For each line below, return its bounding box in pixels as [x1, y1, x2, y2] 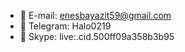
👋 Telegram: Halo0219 [19, 20, 112, 32]
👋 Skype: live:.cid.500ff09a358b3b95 [19, 31, 175, 42]
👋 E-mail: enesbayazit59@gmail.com [19, 10, 172, 21]
